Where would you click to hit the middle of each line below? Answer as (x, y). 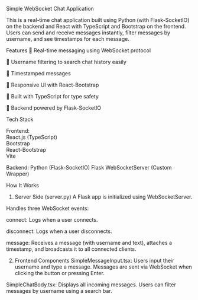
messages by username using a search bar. (59, 291)
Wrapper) (18, 174)
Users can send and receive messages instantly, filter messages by (88, 33)
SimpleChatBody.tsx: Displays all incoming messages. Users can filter (91, 285)
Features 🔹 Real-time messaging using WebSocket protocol (79, 50)
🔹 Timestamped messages (38, 73)
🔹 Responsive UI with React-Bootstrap (53, 85)
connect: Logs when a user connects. (52, 220)
